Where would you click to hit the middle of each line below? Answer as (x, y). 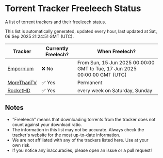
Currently (57, 48)
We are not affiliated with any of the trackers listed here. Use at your (80, 140)
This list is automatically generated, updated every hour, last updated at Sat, (81, 31)
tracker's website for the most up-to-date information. (66, 135)
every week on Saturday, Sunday (115, 90)
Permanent (90, 82)
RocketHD (19, 90)
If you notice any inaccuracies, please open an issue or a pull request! (82, 150)
